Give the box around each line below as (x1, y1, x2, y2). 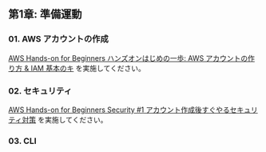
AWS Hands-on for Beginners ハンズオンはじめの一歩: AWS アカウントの (8, 53, 248, 62)
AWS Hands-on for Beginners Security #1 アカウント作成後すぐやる (8, 105, 230, 114)
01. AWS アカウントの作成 (8, 34, 109, 45)
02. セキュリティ (8, 85, 73, 96)
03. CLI (8, 135, 38, 146)
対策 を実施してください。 (22, 114, 108, 124)
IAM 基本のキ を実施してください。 (30, 63, 146, 73)
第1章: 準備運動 (8, 7, 82, 22)
